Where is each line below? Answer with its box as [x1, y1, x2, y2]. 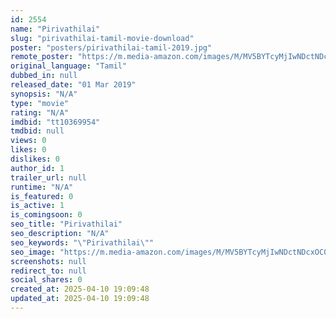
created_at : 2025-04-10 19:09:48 [10, 284, 150, 295]
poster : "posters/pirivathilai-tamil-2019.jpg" [10, 42, 213, 53]
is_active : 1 [10, 201, 65, 211]
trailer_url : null [10, 172, 87, 183]
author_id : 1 [10, 163, 65, 173]
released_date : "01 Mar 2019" [10, 80, 137, 90]
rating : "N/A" [10, 107, 70, 118]
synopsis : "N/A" [10, 89, 78, 99]
